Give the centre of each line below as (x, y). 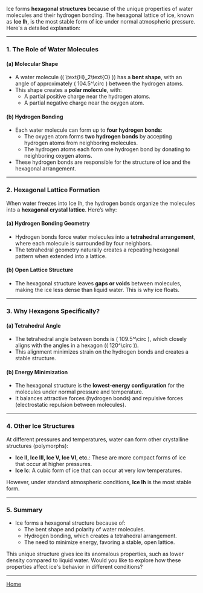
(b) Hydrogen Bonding (35, 117)
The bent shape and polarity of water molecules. (85, 529)
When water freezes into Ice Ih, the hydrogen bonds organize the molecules (101, 203)
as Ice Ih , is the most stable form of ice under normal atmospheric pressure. (101, 21)
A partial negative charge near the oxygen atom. (84, 103)
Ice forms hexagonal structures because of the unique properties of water (100, 9)
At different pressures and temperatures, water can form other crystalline (98, 439)
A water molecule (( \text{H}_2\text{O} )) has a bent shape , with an (98, 77)
